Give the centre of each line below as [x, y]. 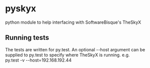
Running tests [27, 38]
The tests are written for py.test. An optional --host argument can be [75, 49]
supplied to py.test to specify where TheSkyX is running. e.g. [68, 55]
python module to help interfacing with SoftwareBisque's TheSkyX [73, 22]
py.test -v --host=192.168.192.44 [38, 60]
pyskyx [21, 9]
